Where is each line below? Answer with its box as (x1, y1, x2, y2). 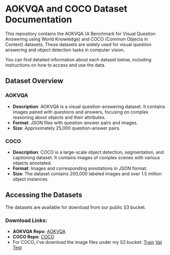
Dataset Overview (5, 77, 63, 85)
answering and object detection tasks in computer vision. (5, 47, 125, 53)
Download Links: (5, 216, 48, 224)
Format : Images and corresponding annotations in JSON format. (12, 165, 148, 171)
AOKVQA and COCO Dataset (5, 3, 128, 15)
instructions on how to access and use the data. (5, 62, 106, 68)
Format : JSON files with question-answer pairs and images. (12, 120, 138, 126)
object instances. (12, 176, 49, 182)
